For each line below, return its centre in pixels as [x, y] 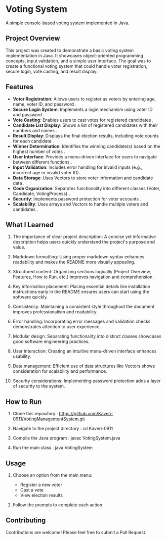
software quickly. [30, 297]
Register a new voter [41, 485]
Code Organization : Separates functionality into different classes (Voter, [86, 188]
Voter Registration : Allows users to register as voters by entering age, [84, 99]
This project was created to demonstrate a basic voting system [70, 50]
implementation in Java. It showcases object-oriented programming [75, 55]
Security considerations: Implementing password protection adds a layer [87, 381]
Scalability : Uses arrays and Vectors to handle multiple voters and [80, 204]
